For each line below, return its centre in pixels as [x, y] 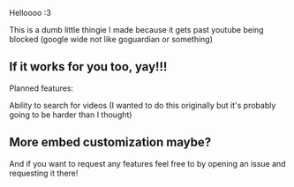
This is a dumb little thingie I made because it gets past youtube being [136, 30]
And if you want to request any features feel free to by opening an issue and [147, 163]
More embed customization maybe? [110, 142]
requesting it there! [44, 173]
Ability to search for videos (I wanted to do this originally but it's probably [143, 105]
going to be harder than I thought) [71, 115]
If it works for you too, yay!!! [88, 67]
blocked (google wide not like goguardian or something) [111, 39]
